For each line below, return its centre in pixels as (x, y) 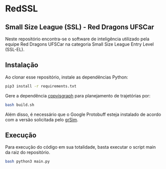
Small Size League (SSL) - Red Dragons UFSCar (80, 27)
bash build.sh (20, 105)
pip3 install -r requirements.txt (41, 86)
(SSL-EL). (15, 49)
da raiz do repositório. (28, 153)
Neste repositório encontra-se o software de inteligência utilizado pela (77, 39)
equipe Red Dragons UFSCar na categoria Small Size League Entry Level (80, 44)
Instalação (22, 65)
